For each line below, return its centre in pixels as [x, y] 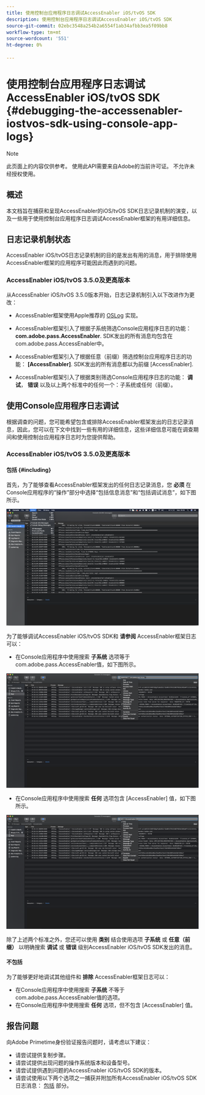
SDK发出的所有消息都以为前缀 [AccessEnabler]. [134, 364]
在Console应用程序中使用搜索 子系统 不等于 [70, 990]
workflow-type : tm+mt [34, 32]
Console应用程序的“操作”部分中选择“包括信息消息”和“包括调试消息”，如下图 [101, 492]
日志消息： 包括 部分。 [43, 1085]
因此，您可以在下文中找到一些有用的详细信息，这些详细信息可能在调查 [105, 429]
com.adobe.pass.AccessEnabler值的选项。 [69, 997]
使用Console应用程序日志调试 [63, 406]
